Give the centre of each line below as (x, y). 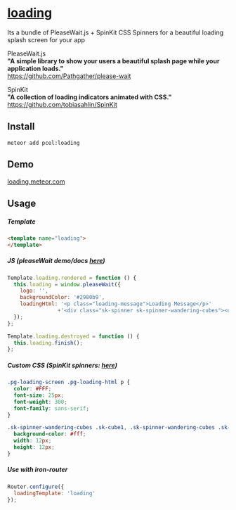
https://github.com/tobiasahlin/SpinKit (63, 104)
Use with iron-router (38, 470)
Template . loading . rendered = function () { (72, 278)
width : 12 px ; (33, 441)
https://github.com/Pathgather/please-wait (69, 76)
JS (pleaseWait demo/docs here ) (56, 261)
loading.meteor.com (36, 181)
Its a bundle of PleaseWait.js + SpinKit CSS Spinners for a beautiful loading (116, 32)
